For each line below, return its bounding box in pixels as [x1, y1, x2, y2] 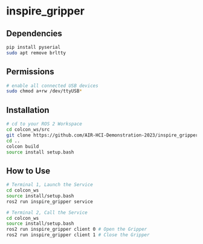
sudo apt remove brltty [6, 50, 66, 56]
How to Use [6, 165, 51, 176]
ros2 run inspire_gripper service [6, 198, 94, 205]
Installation [6, 104, 50, 115]
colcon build [6, 143, 39, 149]
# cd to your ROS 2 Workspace [6, 121, 83, 127]
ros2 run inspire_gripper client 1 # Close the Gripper [6, 232, 150, 238]
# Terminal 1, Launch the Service [6, 182, 94, 188]
